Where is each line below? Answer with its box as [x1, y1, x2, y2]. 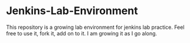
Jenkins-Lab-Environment [6, 4, 138, 18]
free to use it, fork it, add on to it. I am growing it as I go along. [6, 29, 158, 37]
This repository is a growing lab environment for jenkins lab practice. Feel [6, 24, 185, 31]
